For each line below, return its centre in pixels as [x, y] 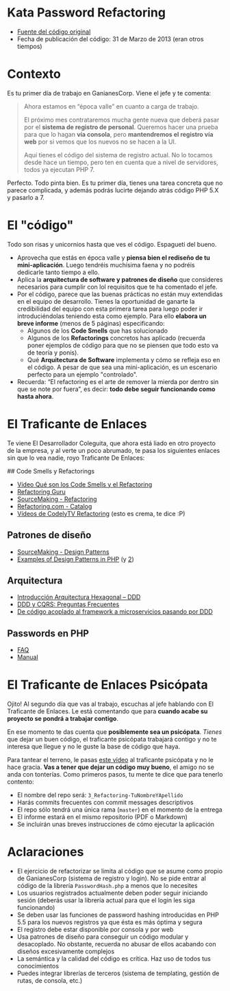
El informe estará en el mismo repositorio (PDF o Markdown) [102, 817]
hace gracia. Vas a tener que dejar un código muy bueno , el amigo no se [111, 767]
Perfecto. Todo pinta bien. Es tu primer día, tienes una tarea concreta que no [115, 183]
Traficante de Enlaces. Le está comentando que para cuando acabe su [107, 711]
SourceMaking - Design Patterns [63, 552]
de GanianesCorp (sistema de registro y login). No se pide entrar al [112, 878]
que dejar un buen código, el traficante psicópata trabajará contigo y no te [112, 739]
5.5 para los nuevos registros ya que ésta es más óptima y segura [110, 922]
